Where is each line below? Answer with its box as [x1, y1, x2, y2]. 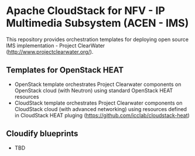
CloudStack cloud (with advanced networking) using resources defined [14, 105, 187, 112]
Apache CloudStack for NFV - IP [6, 4, 165, 18]
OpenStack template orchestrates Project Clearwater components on [14, 81, 182, 88]
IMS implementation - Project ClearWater [6, 42, 105, 49]
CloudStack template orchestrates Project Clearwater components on [14, 99, 183, 106]
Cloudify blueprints [6, 129, 78, 138]
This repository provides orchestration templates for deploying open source [6, 36, 189, 43]
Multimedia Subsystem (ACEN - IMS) [6, 16, 189, 30]
